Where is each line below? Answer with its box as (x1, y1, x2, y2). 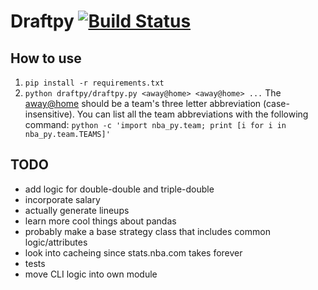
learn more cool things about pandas (24, 215, 177, 227)
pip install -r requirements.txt (24, 78, 165, 88)
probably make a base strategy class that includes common (24, 225, 271, 237)
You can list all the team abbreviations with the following (76, 108, 309, 120)
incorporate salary (24, 193, 101, 205)
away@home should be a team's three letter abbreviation (24, 98, 262, 109)
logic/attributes (24, 236, 88, 248)
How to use (10, 50, 82, 67)
